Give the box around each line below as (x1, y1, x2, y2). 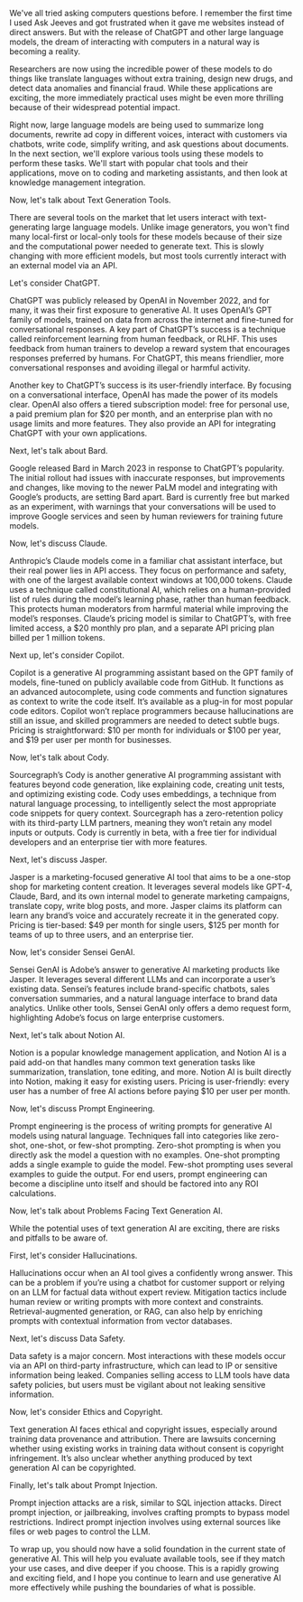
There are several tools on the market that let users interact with (9, 212, 248, 222)
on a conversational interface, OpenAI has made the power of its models (9, 389, 279, 400)
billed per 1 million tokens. (9, 632, 106, 642)
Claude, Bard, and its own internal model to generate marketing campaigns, (9, 891, 290, 902)
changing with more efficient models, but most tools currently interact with (9, 250, 287, 261)
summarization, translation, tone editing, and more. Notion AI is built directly (9, 1066, 291, 1077)
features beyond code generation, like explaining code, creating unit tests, (9, 779, 286, 790)
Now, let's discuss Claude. (9, 538, 108, 548)
